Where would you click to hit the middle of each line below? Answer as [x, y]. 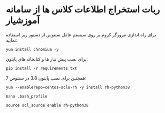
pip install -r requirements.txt [42, 68]
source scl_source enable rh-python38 [47, 105]
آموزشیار [23, 20]
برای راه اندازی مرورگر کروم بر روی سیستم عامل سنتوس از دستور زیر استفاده [81, 34]
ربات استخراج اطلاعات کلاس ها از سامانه [83, 10]
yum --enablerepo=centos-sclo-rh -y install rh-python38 [68, 87]
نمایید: [12, 40]
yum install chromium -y [32, 49]
